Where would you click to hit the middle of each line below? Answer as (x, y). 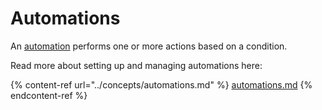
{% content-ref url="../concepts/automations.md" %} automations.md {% (161, 84)
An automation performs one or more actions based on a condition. (149, 46)
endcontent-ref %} (49, 95)
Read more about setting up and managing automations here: (136, 65)
